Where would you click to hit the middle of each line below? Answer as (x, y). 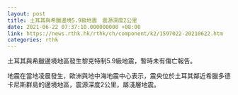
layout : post (27, 14)
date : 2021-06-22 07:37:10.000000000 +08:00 (74, 27)
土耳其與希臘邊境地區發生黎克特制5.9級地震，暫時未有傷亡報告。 (102, 61)
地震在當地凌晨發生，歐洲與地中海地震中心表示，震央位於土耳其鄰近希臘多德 (119, 76)
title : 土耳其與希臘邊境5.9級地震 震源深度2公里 (72, 20)
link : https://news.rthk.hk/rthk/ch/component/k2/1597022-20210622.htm (115, 33)
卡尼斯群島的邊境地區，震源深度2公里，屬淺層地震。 (84, 84)
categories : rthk (33, 40)
